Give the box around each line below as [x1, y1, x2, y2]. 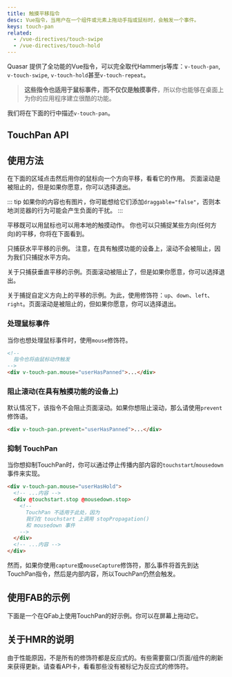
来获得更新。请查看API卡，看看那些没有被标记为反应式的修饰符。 [7, 662, 193, 670]
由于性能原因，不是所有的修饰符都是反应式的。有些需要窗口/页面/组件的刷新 [7, 653, 224, 662]
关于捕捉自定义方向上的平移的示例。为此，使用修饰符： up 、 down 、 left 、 [7, 291, 214, 300]
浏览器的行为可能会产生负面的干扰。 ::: [12, 206, 124, 215]
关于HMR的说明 [7, 634, 75, 646]
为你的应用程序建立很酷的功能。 [23, 94, 115, 102]
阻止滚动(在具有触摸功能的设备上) [7, 386, 119, 396]
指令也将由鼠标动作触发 [13, 356, 70, 363]
